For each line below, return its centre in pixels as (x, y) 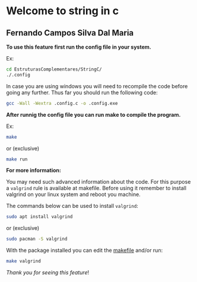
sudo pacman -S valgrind (37, 239)
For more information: (34, 171)
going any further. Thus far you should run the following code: (82, 92)
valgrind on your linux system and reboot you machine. (73, 194)
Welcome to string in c (63, 11)
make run (17, 159)
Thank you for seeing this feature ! (48, 273)
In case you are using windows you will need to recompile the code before (97, 86)
